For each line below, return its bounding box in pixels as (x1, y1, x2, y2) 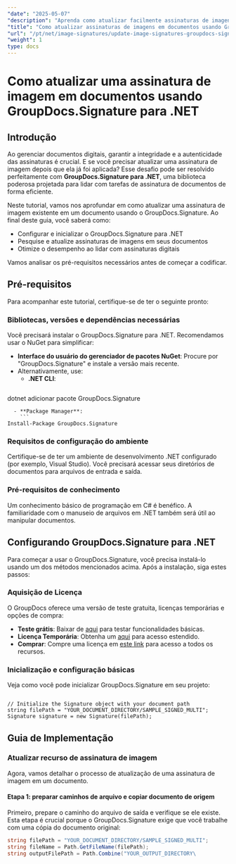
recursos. (17, 647, 46, 656)
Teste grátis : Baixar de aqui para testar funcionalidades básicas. (17, 625, 205, 633)
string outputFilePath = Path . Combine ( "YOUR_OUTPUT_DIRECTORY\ (7, 850, 197, 857)
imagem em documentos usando (7, 89, 203, 104)
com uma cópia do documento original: (7, 823, 121, 832)
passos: (7, 570, 30, 578)
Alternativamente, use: (17, 367, 84, 375)
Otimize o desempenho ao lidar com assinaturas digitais (17, 244, 181, 253)
